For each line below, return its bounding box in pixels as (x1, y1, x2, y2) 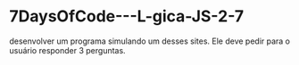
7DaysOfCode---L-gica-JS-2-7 (9, 6, 245, 27)
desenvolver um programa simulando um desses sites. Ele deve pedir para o (9, 36, 291, 46)
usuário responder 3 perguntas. (9, 45, 127, 55)
